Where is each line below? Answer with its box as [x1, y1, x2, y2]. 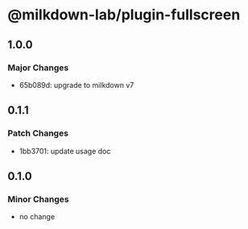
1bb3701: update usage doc [19, 146, 111, 156]
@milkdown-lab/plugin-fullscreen [7, 6, 241, 24]
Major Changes [7, 62, 69, 73]
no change [19, 212, 56, 222]
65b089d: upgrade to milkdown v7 [19, 80, 134, 90]
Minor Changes [7, 194, 69, 205]
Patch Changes [7, 127, 69, 139]
